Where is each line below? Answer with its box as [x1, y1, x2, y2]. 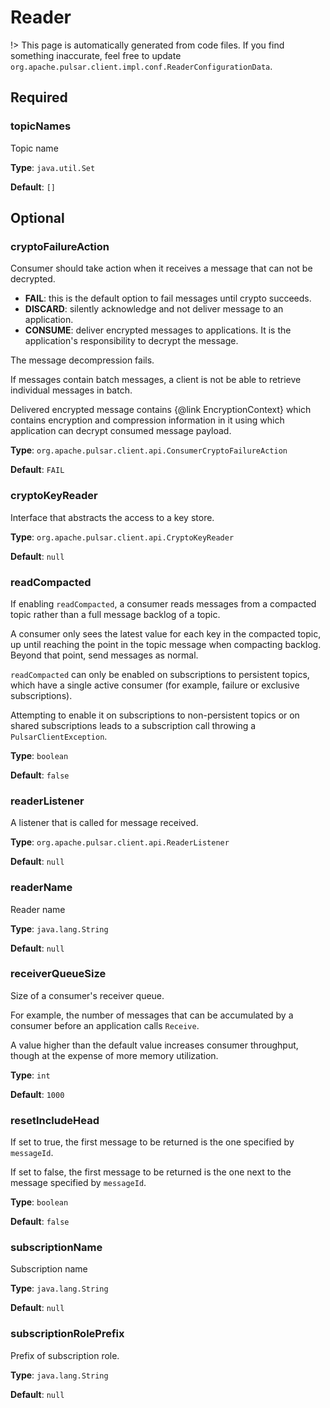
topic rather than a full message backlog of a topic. [10, 608, 221, 620]
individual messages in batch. [10, 384, 133, 396]
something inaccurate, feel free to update [10, 49, 182, 61]
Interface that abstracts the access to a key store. [10, 511, 215, 523]
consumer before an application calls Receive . [10, 1019, 200, 1031]
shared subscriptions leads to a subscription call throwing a [10, 719, 257, 731]
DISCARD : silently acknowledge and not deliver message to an [24, 303, 284, 315]
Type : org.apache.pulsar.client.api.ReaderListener [10, 836, 230, 848]
